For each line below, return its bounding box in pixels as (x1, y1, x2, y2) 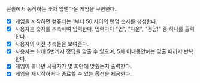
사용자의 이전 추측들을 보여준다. (14, 41, 89, 48)
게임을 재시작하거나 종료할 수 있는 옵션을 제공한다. (14, 70, 132, 78)
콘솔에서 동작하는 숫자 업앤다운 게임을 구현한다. (6, 5, 117, 12)
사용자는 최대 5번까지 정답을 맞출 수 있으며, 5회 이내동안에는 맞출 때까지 (14, 48, 183, 55)
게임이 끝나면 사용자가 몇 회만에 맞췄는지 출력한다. (14, 63, 132, 70)
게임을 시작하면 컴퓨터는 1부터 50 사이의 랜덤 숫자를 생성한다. (14, 18, 158, 25)
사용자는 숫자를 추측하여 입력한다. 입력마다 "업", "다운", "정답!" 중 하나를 (14, 26, 184, 33)
